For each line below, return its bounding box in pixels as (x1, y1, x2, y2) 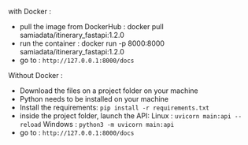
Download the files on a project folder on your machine (19, 86, 198, 95)
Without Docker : (8, 71, 63, 80)
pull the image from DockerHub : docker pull (19, 22, 164, 31)
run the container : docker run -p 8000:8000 (19, 39, 165, 48)
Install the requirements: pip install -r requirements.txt (19, 102, 210, 112)
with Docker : (8, 7, 51, 16)
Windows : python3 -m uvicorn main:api (43, 120, 175, 128)
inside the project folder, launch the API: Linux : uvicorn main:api (19, 111, 231, 121)
